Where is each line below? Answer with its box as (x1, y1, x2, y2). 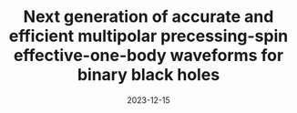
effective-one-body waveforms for (13, 46, 284, 66)
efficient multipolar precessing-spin (8, 26, 289, 46)
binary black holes (77, 65, 220, 86)
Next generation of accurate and (23, 6, 274, 27)
